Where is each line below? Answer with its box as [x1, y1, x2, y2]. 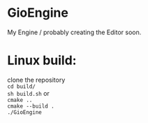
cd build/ [7, 82, 36, 90]
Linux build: [7, 52, 77, 68]
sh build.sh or [7, 89, 50, 97]
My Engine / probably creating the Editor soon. [7, 28, 142, 36]
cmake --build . [7, 103, 54, 110]
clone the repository [7, 75, 66, 84]
